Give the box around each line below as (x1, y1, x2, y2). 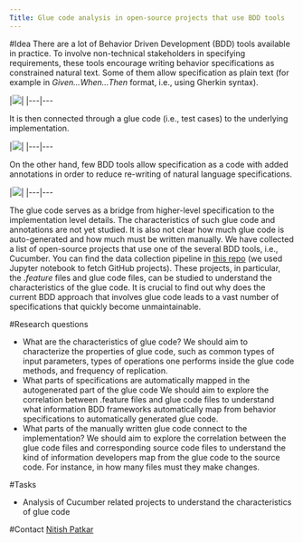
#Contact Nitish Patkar (9, 523, 94, 535)
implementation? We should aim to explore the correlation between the (22, 432, 287, 443)
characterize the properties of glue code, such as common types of (22, 345, 275, 356)
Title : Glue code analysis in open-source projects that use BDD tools (9, 13, 285, 23)
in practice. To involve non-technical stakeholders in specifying (9, 47, 246, 59)
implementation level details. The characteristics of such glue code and (9, 214, 276, 225)
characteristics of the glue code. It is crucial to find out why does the (9, 282, 266, 293)
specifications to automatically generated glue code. (22, 413, 219, 424)
